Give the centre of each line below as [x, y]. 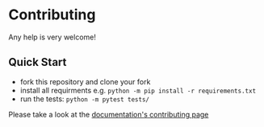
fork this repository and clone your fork [85, 81]
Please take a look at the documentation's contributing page [109, 114]
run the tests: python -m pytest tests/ [84, 99]
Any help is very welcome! [52, 37]
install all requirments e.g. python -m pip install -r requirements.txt [138, 90]
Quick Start [38, 62]
